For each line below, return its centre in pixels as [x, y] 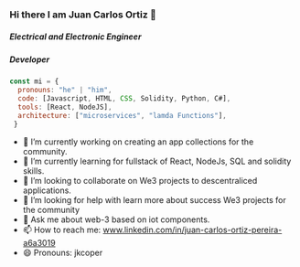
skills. [33, 171]
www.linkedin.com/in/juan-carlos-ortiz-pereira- [193, 230]
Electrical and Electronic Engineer [75, 37]
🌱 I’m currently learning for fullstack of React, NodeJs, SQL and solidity [157, 161]
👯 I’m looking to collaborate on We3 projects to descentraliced [140, 180]
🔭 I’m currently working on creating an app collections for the [138, 142]
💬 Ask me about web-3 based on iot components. [116, 219]
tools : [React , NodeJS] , [65, 107]
